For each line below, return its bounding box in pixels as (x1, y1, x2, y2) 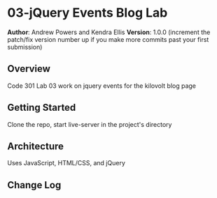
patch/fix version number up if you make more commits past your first (7, 35, 209, 43)
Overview (7, 63, 51, 75)
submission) (7, 43, 43, 51)
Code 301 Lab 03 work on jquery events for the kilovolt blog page (7, 82, 197, 90)
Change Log (7, 179, 62, 191)
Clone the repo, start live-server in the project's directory (7, 120, 172, 128)
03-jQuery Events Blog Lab (7, 5, 168, 21)
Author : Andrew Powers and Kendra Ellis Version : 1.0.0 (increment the (7, 28, 211, 36)
